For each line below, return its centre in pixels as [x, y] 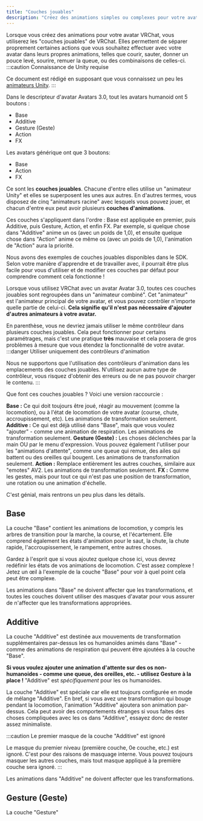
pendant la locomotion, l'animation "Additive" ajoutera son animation [92, 705]
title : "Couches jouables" [40, 12]
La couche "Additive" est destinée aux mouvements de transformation [94, 636]
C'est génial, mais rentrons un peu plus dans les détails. [76, 494]
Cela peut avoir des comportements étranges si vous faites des [106, 711]
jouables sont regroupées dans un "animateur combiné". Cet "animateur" [97, 295]
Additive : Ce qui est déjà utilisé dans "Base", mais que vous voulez [90, 425]
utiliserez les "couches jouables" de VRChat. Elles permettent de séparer [97, 41]
